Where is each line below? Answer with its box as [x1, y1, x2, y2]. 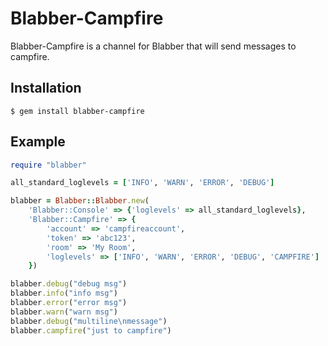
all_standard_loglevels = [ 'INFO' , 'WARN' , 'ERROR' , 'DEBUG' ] [10, 178, 275, 188]
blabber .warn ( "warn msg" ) [10, 307, 118, 317]
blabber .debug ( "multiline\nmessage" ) [10, 316, 168, 326]
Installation [10, 80, 82, 97]
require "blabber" [10, 160, 87, 170]
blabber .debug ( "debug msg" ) [10, 279, 128, 289]
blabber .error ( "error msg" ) [10, 298, 128, 308]
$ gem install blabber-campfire [10, 106, 145, 116]
